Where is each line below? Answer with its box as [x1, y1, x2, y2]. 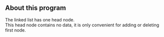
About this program [5, 4, 66, 12]
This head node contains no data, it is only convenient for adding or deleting [5, 22, 160, 28]
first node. [5, 27, 26, 33]
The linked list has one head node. [5, 17, 75, 22]
